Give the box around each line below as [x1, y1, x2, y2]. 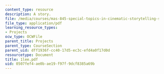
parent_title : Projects [5, 39, 54, 44]
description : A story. [5, 12, 51, 17]
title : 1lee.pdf [5, 57, 38, 62]
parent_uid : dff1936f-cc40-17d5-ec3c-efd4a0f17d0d [5, 48, 110, 53]
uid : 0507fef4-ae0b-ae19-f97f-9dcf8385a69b [5, 61, 95, 66]
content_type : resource [5, 7, 54, 12]
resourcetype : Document [5, 52, 54, 57]
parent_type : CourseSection [5, 43, 62, 48]
